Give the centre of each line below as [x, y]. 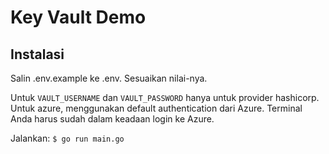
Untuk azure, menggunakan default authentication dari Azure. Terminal [156, 108]
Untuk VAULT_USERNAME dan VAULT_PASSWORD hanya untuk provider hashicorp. [165, 97]
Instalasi [37, 54]
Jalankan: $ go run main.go [67, 138]
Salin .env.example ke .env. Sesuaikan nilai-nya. [109, 78]
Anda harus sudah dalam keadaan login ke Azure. [112, 119]
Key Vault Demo [78, 17]
